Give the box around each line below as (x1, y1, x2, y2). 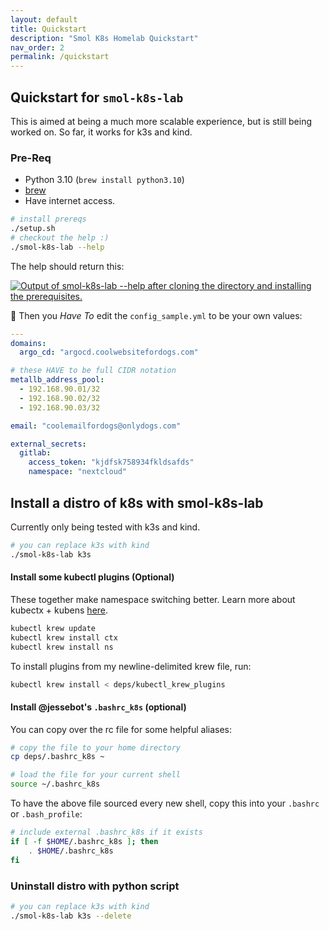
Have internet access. (24, 195, 116, 207)
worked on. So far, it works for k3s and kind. (10, 126, 193, 138)
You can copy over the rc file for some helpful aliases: (10, 723, 233, 735)
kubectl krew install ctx (10, 632, 118, 643)
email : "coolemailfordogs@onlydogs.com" (10, 421, 182, 431)
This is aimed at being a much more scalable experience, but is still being (10, 115, 313, 127)
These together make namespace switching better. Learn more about (10, 593, 296, 605)
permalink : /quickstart (10, 52, 110, 62)
